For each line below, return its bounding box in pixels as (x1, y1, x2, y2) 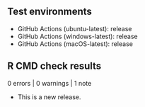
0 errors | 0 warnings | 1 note (7, 79, 92, 87)
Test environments (7, 6, 92, 18)
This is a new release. (17, 92, 81, 101)
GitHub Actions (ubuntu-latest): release (17, 24, 132, 33)
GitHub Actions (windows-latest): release (17, 32, 138, 40)
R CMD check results (7, 60, 102, 72)
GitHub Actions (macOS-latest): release (17, 39, 133, 48)
